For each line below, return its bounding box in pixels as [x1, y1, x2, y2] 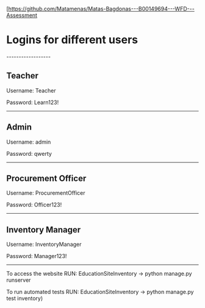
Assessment [6, 12, 38, 19]
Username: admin [6, 138, 51, 145]
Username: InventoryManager [6, 240, 82, 248]
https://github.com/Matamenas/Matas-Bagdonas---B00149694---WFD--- [8, 5, 195, 12]
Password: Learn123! [6, 99, 59, 106]
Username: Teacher [6, 86, 56, 94]
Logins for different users [6, 33, 138, 47]
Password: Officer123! [6, 201, 62, 209]
